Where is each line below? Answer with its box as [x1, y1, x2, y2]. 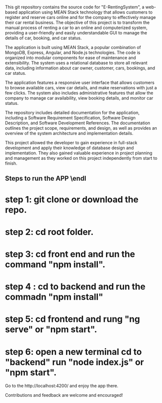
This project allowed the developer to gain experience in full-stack [5, 140, 137, 145]
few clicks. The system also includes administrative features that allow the [5, 90, 154, 96]
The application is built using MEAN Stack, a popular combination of [5, 45, 142, 50]
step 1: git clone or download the [5, 194, 139, 205]
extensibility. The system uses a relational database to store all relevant [5, 60, 148, 66]
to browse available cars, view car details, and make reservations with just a [5, 85, 157, 90]
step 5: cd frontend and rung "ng [5, 314, 140, 325]
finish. [5, 160, 17, 166]
